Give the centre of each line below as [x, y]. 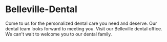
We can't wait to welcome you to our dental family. [59, 34]
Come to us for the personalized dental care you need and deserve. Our [81, 23]
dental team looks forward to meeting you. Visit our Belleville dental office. [84, 28]
